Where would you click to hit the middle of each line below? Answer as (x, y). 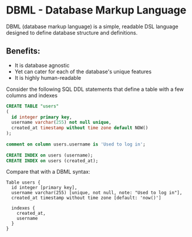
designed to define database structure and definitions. (72, 32)
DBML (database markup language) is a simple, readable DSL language (92, 26)
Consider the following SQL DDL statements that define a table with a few (95, 89)
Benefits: (23, 51)
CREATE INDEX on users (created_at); (52, 161)
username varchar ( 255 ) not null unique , (61, 123)
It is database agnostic (42, 65)
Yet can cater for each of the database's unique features (83, 72)
